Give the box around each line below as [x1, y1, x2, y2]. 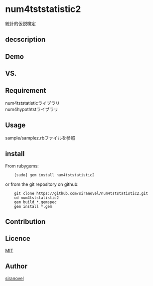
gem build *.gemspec [14, 199, 57, 205]
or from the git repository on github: [5, 181, 79, 187]
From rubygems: [5, 163, 39, 169]
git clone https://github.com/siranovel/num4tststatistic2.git [14, 191, 149, 196]
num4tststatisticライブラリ [5, 100, 60, 106]
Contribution [5, 217, 46, 226]
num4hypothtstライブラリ [5, 106, 59, 112]
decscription [5, 35, 46, 44]
